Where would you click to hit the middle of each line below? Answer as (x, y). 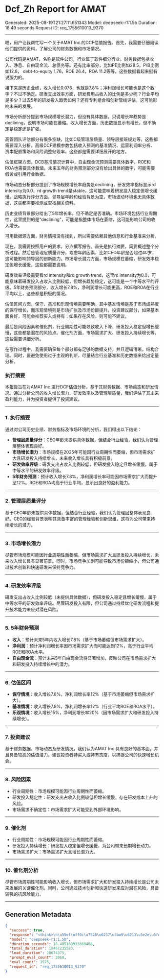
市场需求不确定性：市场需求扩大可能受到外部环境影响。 (68, 810)
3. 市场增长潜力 (23, 543)
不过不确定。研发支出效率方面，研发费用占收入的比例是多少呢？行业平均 (86, 94)
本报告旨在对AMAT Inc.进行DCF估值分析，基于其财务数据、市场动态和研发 (80, 387)
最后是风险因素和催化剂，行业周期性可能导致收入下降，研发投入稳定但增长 (80, 326)
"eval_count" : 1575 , (30, 962)
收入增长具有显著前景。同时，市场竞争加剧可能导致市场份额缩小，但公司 (82, 561)
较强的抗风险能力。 (24, 894)
